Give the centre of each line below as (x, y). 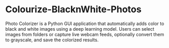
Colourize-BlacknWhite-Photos (73, 9)
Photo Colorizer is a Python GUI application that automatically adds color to (85, 23)
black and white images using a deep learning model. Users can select (80, 29)
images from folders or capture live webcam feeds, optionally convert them (85, 34)
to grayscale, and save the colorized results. (52, 40)
